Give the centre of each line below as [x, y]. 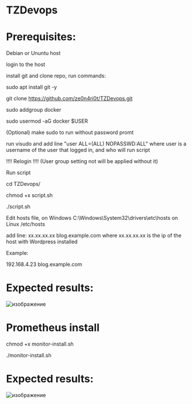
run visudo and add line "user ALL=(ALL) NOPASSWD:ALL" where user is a [96, 144]
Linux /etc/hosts [26, 224]
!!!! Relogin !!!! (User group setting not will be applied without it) [82, 161]
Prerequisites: [41, 37]
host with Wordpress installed [42, 242]
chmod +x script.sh [30, 195]
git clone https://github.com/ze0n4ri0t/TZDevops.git [69, 99]
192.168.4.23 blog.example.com [44, 264]
